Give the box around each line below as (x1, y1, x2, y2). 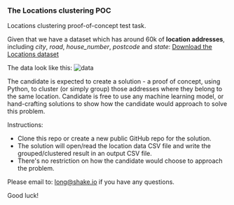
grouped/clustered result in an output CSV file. (17, 150, 153, 158)
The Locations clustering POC (7, 6, 111, 15)
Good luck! (7, 192, 39, 200)
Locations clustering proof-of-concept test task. (7, 22, 146, 30)
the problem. (17, 164, 55, 173)
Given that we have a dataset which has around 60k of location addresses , (7, 35, 226, 44)
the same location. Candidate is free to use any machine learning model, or (7, 92, 224, 100)
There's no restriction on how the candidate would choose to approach (17, 157, 223, 165)
